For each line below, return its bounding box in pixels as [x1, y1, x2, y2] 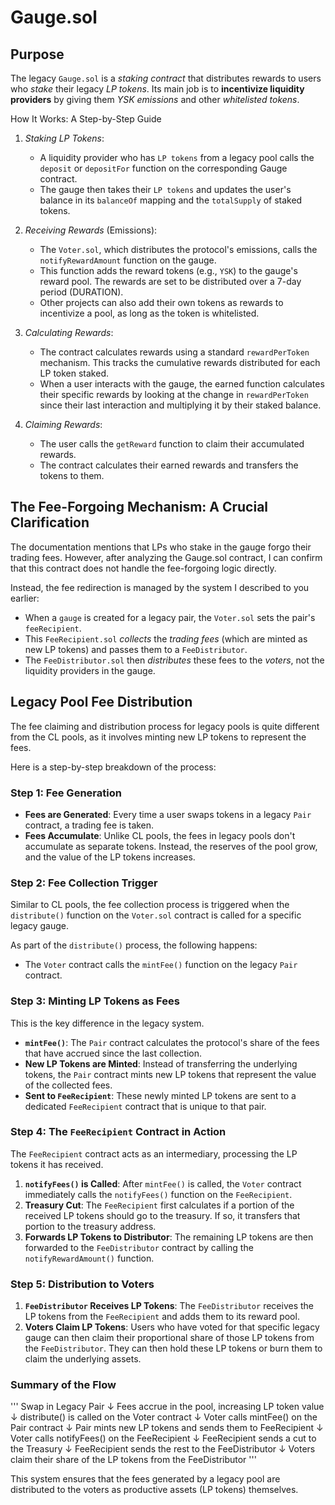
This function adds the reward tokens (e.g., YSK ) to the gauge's [39, 265, 298, 276]
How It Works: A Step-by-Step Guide [10, 113, 162, 125]
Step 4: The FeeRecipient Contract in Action [10, 1125, 227, 1139]
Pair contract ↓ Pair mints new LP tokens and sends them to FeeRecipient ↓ [10, 1422, 324, 1434]
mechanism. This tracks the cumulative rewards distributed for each [39, 357, 321, 368]
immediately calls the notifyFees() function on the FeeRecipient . [24, 1188, 293, 1200]
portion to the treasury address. [24, 1220, 157, 1232]
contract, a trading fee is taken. [24, 819, 155, 831]
